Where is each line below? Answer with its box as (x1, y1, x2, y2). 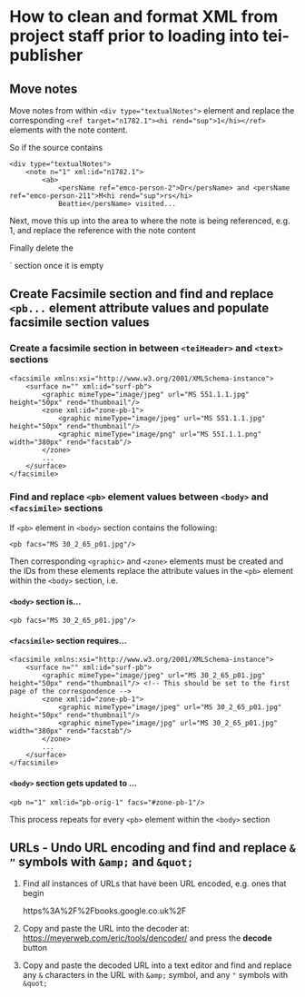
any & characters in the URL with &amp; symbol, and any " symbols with (22, 970, 289, 981)
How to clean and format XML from (9, 6, 279, 27)
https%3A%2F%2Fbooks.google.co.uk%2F (22, 905, 187, 916)
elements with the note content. (9, 124, 129, 135)
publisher (9, 45, 84, 65)
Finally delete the (9, 242, 74, 253)
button (22, 943, 48, 953)
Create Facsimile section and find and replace (9, 286, 274, 301)
